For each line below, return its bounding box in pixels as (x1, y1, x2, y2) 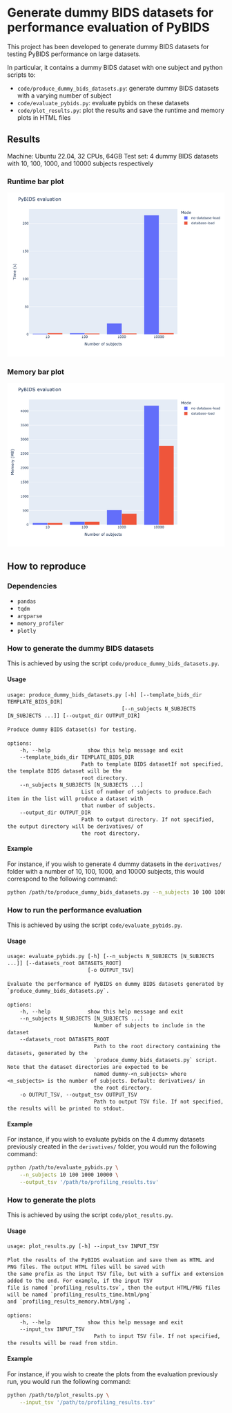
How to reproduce (7, 560, 86, 572)
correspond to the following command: (7, 874, 118, 883)
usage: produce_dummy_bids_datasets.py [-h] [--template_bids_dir (7, 691, 202, 699)
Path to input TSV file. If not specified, (93, 1333, 221, 1340)
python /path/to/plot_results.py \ (7, 1392, 110, 1398)
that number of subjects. (81, 802, 156, 809)
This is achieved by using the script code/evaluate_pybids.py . (7, 921, 183, 929)
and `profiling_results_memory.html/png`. (7, 1298, 131, 1306)
